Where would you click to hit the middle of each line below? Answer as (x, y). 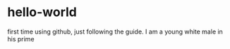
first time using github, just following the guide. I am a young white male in (115, 31)
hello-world (42, 12)
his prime (21, 38)
